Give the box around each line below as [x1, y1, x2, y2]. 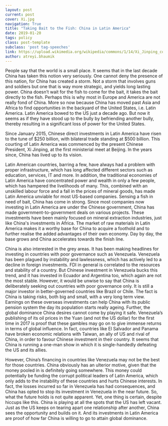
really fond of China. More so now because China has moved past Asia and [5, 100, 160, 106]
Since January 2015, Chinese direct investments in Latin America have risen [5, 131, 161, 137]
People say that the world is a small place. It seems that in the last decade [5, 68, 157, 74]
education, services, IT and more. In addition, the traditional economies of [5, 172, 157, 178]
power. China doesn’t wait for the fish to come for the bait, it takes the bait [5, 89, 158, 95]
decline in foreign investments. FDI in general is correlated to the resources [5, 262, 160, 268]
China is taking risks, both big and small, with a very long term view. [5, 294, 145, 300]
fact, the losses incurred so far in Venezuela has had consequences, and [5, 383, 155, 389]
